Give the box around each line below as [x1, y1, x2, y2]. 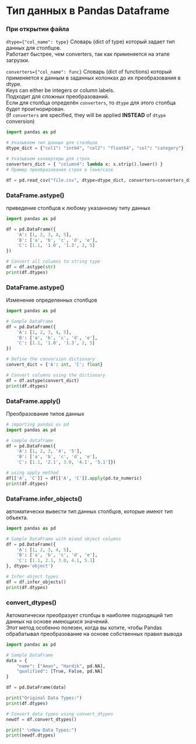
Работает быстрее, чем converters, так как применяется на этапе [6, 51, 170, 58]
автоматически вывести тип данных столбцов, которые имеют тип [6, 508, 173, 515]
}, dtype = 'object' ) [6, 563, 54, 569]
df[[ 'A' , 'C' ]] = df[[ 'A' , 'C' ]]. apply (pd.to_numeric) [6, 475, 142, 481]
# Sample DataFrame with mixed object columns [6, 536, 121, 542]
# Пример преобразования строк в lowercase [6, 167, 114, 173]
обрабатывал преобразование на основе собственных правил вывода [6, 630, 183, 637]
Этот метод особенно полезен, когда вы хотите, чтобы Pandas [6, 624, 162, 631]
